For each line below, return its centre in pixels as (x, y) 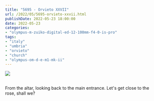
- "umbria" (16, 46)
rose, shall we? (20, 93)
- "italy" (15, 42)
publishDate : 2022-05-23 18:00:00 (40, 19)
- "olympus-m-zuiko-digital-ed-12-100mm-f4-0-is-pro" (61, 32)
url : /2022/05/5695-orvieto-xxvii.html (46, 14)
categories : (17, 28)
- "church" (16, 55)
